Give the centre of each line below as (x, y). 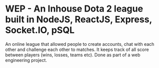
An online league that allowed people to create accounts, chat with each (80, 44)
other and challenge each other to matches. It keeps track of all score (77, 49)
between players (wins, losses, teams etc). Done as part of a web (73, 55)
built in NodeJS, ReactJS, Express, (78, 19)
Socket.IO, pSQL (40, 30)
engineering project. (26, 60)
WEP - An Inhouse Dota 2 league (74, 9)
